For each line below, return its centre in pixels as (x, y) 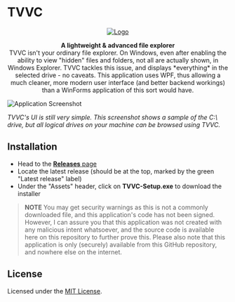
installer (29, 193)
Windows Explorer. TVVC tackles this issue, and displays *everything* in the (118, 67)
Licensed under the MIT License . (55, 291)
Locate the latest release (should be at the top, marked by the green (116, 171)
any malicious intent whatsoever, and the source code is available (119, 230)
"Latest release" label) (49, 178)
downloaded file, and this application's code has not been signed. (120, 214)
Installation (32, 147)
